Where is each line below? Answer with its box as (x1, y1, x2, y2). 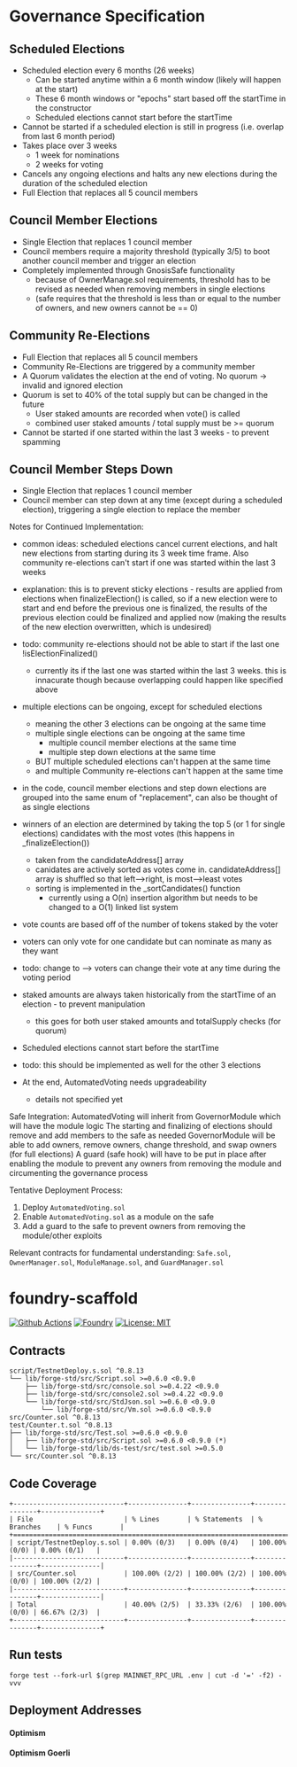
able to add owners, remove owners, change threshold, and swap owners (9, 1140, 277, 1150)
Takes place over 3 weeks (21, 140, 118, 151)
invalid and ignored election (21, 379, 124, 391)
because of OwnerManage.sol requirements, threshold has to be (34, 274, 271, 284)
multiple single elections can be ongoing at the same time (34, 728, 246, 739)
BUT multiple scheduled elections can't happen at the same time (34, 756, 271, 767)
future (21, 399, 45, 409)
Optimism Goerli (9, 1748, 71, 1758)
